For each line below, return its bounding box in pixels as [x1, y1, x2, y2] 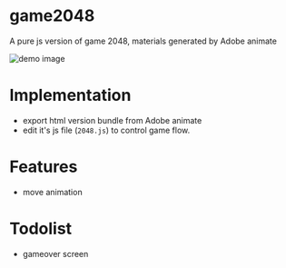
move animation [22, 186, 84, 197]
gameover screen [22, 248, 89, 259]
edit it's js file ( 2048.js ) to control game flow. [22, 124, 191, 135]
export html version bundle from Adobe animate [22, 114, 202, 125]
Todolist [9, 219, 73, 239]
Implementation [9, 85, 132, 105]
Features [9, 156, 78, 177]
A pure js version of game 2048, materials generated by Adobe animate [9, 35, 277, 46]
